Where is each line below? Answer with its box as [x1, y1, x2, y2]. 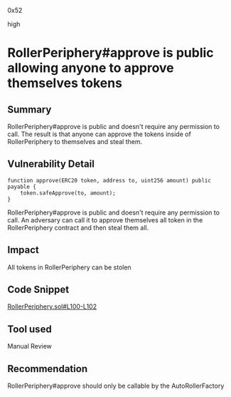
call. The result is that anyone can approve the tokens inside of [7, 130, 192, 138]
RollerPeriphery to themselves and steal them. [7, 138, 143, 145]
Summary [7, 103, 52, 115]
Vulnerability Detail [7, 158, 95, 170]
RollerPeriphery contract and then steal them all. [7, 223, 149, 232]
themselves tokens [7, 75, 123, 91]
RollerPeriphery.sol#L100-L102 [7, 302, 97, 311]
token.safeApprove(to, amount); [20, 189, 116, 197]
